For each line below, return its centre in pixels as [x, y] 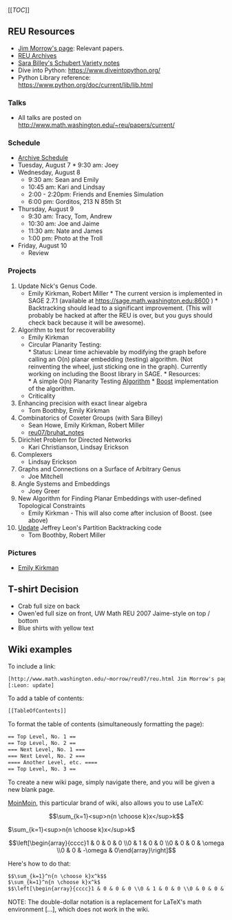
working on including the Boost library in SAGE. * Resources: [114, 374]
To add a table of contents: [46, 698]
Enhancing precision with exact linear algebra [82, 403]
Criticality [42, 396]
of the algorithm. [52, 388]
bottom [28, 620]
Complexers [35, 454]
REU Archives [37, 55]
